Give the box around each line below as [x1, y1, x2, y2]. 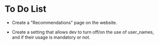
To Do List [4, 3, 47, 15]
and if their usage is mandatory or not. [11, 34, 90, 40]
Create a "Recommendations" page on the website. [11, 20, 117, 25]
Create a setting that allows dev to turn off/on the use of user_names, [11, 29, 155, 35]
